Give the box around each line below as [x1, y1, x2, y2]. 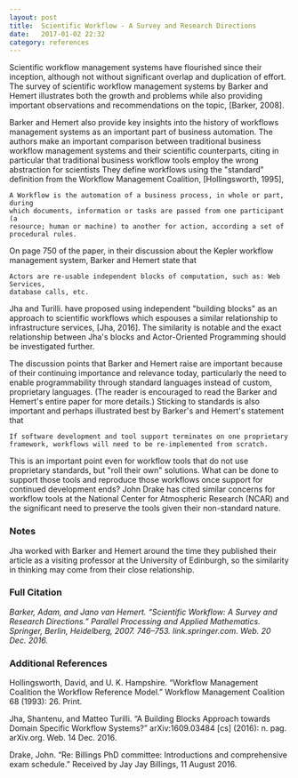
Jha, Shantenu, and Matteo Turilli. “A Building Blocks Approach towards [9, 713, 271, 725]
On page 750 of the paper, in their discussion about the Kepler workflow [9, 245, 274, 256]
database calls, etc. [9, 288, 90, 297]
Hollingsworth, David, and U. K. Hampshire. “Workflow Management [9, 678, 259, 688]
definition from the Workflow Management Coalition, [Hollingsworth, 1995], [9, 174, 285, 185]
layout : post [9, 12, 58, 22]
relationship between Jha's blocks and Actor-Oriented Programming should [9, 332, 286, 342]
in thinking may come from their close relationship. [9, 564, 195, 574]
